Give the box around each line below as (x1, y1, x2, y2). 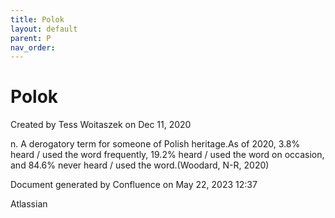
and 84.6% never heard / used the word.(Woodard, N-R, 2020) (10, 159, 270, 171)
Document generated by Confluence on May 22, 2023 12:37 (10, 179, 258, 191)
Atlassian (10, 198, 48, 210)
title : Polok (10, 14, 65, 25)
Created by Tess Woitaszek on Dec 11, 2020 (10, 119, 192, 131)
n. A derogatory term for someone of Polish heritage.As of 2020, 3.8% (10, 138, 301, 150)
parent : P (10, 33, 52, 43)
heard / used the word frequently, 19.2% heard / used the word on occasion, (10, 149, 325, 161)
